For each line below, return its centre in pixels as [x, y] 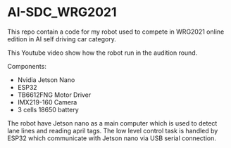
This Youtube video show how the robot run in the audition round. [102, 53]
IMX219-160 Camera [47, 102]
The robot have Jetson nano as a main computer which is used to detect [112, 123]
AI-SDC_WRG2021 [62, 12]
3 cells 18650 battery [48, 109]
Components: [27, 66]
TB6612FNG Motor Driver [54, 95]
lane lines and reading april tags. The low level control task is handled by [113, 130]
